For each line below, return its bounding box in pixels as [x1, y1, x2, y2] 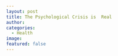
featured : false [6, 41, 46, 47]
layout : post [6, 8, 38, 15]
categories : [6, 24, 35, 31]
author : [6, 19, 25, 25]
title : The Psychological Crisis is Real [6, 14, 112, 20]
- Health [11, 30, 33, 36]
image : [6, 36, 22, 41]
